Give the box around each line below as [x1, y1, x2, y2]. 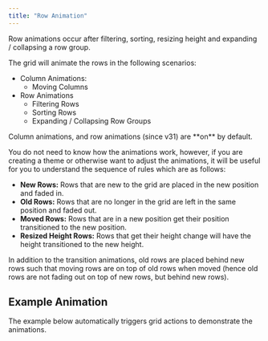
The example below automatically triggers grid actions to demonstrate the [8, 316, 253, 326]
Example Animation [8, 295, 108, 309]
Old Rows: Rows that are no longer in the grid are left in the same [19, 197, 237, 206]
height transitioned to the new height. [19, 239, 144, 249]
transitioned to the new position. [19, 222, 127, 232]
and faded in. [19, 188, 64, 197]
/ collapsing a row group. [8, 42, 91, 52]
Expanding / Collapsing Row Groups [31, 116, 152, 125]
